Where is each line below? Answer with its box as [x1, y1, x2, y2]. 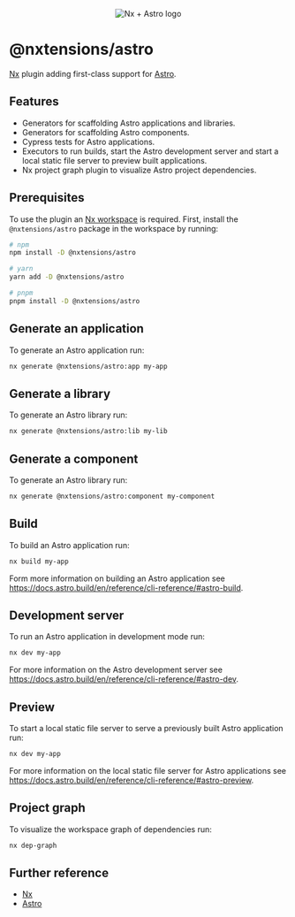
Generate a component [9, 451, 139, 466]
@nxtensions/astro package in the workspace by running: [9, 223, 219, 233]
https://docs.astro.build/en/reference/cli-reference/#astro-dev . [9, 674, 239, 684]
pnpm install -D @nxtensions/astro [9, 296, 140, 305]
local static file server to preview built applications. [21, 155, 208, 165]
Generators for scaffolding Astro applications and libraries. [21, 118, 236, 128]
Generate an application [9, 321, 144, 336]
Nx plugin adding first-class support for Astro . [9, 68, 177, 79]
